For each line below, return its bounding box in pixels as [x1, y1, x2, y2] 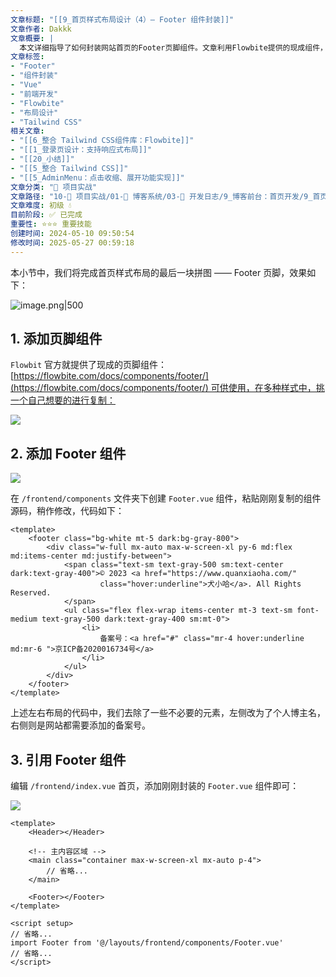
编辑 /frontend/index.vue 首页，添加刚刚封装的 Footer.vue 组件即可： [10, 780, 300, 792]
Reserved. [10, 588, 52, 598]
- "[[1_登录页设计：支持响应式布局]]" [10, 145, 153, 155]
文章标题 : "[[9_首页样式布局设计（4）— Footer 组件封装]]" [10, 14, 235, 25]
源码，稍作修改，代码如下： [10, 505, 125, 517]
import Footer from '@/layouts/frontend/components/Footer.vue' [10, 938, 284, 948]
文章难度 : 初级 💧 [10, 201, 72, 211]
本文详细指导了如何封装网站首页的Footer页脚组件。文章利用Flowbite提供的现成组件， [19, 42, 328, 53]
